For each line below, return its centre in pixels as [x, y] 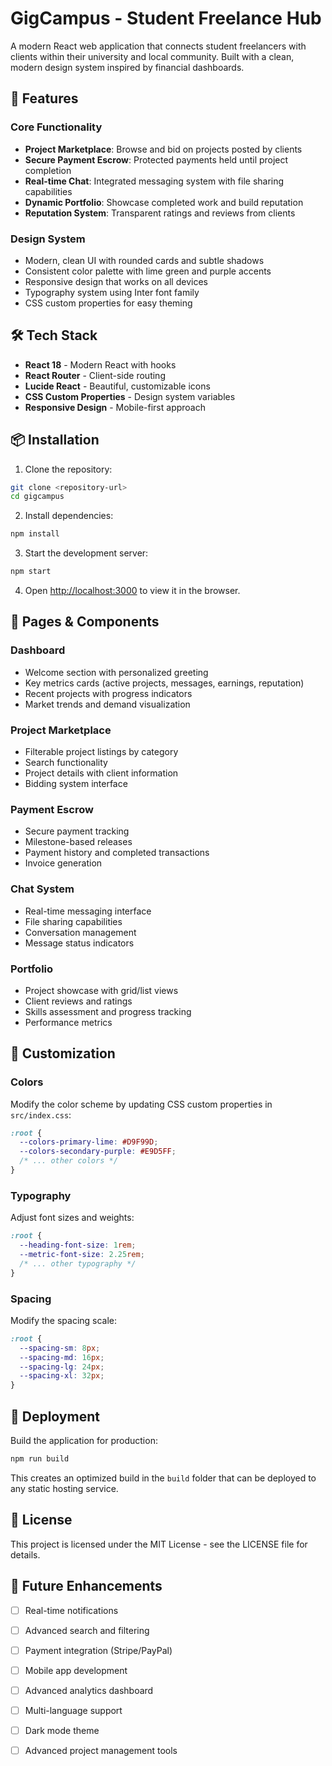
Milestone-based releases [78, 842]
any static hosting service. [64, 1488]
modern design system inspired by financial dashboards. [127, 67]
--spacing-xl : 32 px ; [62, 1376]
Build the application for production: [84, 1441]
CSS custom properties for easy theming [108, 303]
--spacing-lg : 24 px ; [62, 1367]
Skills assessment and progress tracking [108, 1011]
